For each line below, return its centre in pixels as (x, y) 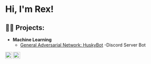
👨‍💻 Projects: (25, 28)
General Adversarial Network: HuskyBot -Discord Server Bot (83, 45)
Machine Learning (32, 39)
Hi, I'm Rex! (30, 9)
